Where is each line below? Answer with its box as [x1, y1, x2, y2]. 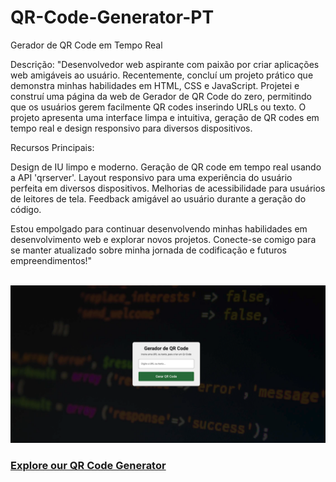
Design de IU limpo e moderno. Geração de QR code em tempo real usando [10, 161, 322, 173]
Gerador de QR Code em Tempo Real [10, 39, 163, 51]
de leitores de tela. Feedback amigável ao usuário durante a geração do [10, 192, 307, 205]
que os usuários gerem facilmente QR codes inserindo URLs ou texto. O [10, 101, 307, 113]
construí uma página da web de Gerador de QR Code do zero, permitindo [10, 90, 313, 102]
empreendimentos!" [10, 254, 93, 266]
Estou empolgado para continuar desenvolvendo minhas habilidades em [10, 222, 308, 235]
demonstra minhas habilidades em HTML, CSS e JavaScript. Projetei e [10, 79, 300, 91]
